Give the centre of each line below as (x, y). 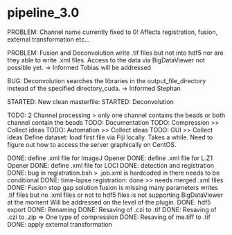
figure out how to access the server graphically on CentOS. (92, 144)
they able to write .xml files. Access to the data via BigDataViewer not (106, 60)
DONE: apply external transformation (60, 224)
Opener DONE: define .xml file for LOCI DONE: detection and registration (111, 165)
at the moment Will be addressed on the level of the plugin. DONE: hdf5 (109, 202)
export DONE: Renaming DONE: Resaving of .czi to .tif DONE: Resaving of (112, 209)
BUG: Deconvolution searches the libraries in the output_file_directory (107, 80)
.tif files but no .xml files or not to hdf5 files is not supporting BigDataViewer (115, 195)
